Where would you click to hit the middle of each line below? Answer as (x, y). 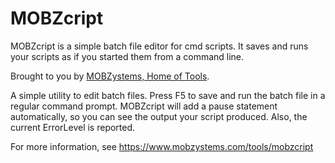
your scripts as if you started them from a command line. (127, 56)
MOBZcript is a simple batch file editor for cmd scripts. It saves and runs (159, 46)
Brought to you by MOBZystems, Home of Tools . (110, 76)
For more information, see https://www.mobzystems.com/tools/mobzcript (162, 146)
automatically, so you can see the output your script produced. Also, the (159, 116)
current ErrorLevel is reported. (73, 127)
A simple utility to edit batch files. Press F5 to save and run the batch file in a (168, 95)
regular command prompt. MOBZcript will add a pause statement (144, 106)
